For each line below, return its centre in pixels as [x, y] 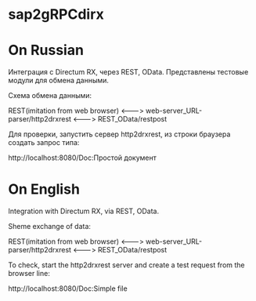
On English [44, 189]
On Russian [46, 51]
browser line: [29, 274]
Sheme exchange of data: [50, 227]
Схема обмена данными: [50, 96]
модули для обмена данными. [59, 81]
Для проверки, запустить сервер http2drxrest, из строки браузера [119, 134]
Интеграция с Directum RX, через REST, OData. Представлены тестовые [128, 72]
